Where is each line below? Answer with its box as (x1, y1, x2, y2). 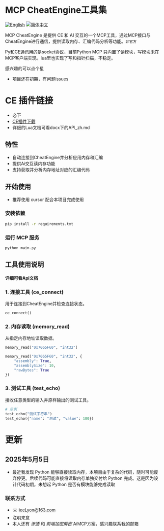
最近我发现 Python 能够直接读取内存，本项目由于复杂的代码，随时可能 (12, 469, 154, 475)
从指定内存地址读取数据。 (5, 335, 57, 341)
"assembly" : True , (14, 359, 52, 364)
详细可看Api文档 (5, 275, 38, 281)
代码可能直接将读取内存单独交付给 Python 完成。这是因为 (38, 475, 154, 481)
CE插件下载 (12, 118, 36, 124)
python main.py (5, 245, 36, 250)
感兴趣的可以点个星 (5, 65, 44, 71)
